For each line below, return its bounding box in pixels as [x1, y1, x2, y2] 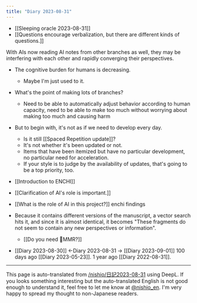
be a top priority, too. [23, 166, 74, 173]
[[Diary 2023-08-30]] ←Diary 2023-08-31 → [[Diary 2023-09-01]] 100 [14, 247, 185, 254]
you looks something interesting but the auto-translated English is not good [6, 277, 188, 284]
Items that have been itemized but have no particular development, [23, 148, 185, 155]
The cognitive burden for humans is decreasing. [14, 66, 131, 73]
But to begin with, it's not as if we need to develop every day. [14, 124, 162, 131]
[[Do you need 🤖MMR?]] [23, 236, 82, 243]
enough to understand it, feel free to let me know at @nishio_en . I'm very [6, 284, 182, 291]
